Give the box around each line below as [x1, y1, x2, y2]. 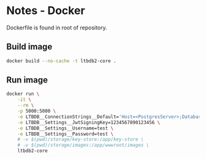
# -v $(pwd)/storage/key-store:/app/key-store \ [17, 136, 144, 142]
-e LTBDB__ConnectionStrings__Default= [17, 114, 120, 120]
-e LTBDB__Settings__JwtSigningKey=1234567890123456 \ [17, 119, 161, 125]
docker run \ [6, 91, 40, 97]
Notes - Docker [6, 4, 85, 18]
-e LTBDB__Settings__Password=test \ [17, 131, 114, 137]
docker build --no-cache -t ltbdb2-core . [6, 57, 116, 64]
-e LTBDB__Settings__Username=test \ [17, 125, 114, 131]
